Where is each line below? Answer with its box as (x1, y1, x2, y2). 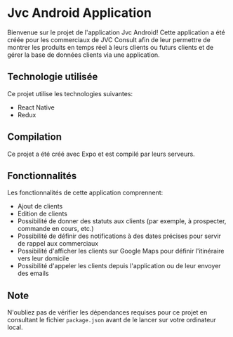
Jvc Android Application (7, 5, 152, 21)
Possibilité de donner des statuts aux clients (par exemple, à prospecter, (17, 217, 227, 225)
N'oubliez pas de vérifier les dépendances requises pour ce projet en (7, 308, 208, 317)
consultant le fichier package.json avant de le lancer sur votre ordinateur (7, 316, 216, 324)
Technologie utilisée (7, 71, 98, 83)
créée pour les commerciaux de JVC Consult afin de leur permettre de (7, 35, 211, 44)
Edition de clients (17, 209, 68, 218)
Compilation (7, 131, 62, 143)
